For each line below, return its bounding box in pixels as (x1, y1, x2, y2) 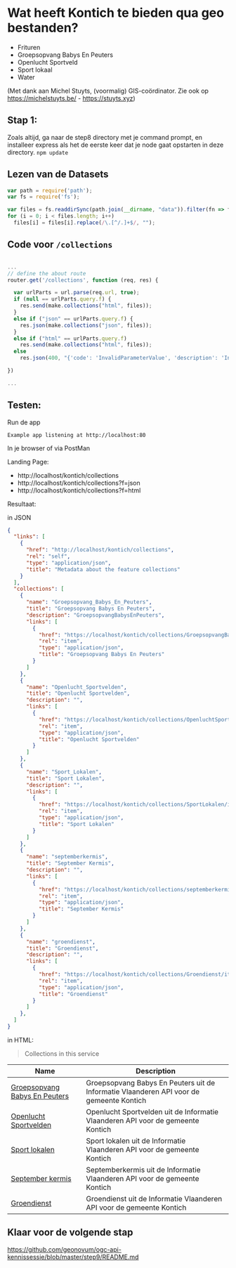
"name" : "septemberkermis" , (25, 854, 109, 861)
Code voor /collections (7, 239, 113, 251)
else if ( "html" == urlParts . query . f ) (13, 335, 128, 342)
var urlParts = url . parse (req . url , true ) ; (13, 289, 140, 296)
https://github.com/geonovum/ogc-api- (7, 1245, 122, 1253)
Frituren (17, 43, 41, 51)
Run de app (7, 418, 41, 426)
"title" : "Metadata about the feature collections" (25, 566, 181, 573)
